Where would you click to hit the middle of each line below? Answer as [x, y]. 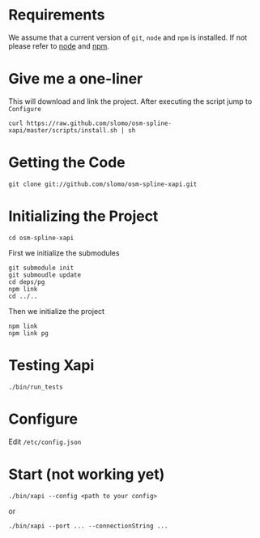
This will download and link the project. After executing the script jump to [130, 101]
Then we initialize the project [57, 311]
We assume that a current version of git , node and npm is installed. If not [128, 37]
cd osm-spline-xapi [41, 238]
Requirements [57, 15]
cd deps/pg [27, 282]
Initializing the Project [83, 216]
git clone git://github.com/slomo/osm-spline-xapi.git [103, 184]
